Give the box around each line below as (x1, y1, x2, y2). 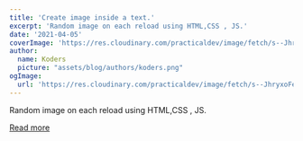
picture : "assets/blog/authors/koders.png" (17, 64, 183, 73)
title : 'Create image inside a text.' (9, 13, 155, 22)
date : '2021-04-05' (9, 30, 83, 39)
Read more (9, 122, 50, 133)
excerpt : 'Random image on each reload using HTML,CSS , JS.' (9, 22, 248, 31)
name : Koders (17, 55, 67, 64)
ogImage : (9, 72, 42, 81)
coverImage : (9, 38, 54, 48)
